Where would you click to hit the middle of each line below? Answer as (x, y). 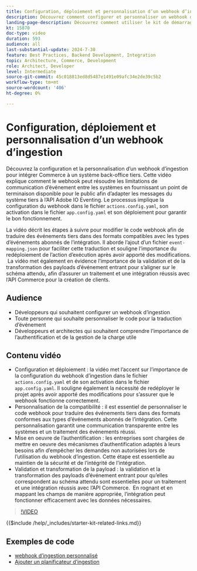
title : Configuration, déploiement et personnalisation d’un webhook (93, 11)
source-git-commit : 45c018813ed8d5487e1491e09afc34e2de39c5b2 (84, 77)
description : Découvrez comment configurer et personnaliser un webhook (97, 17)
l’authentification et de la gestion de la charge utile (75, 337)
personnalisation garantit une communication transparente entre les (96, 426)
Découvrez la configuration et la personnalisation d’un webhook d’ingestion (97, 168)
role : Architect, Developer (40, 66)
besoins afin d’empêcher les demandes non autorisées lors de (90, 451)
